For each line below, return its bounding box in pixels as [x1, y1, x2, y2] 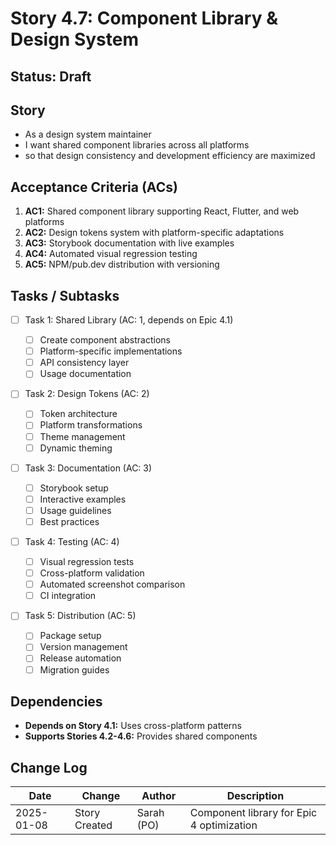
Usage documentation [39, 368, 132, 380]
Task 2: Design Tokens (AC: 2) [24, 388, 150, 400]
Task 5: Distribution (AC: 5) [24, 610, 137, 622]
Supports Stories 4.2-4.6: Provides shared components [24, 730, 258, 742]
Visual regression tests [39, 556, 135, 568]
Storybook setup [39, 482, 109, 494]
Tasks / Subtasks [10, 287, 120, 304]
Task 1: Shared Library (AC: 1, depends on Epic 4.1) [24, 314, 234, 326]
